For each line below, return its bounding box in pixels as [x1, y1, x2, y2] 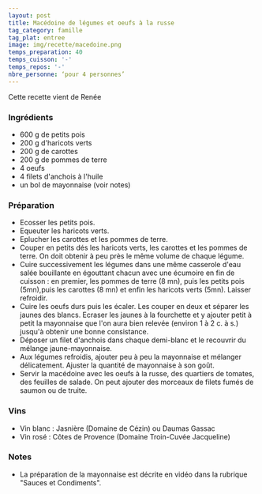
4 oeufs [19, 163, 45, 172]
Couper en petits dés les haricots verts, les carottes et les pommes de [19, 243, 248, 253]
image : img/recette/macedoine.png [8, 41, 122, 49]
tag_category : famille [8, 26, 83, 34]
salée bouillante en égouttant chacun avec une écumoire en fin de [19, 268, 235, 277]
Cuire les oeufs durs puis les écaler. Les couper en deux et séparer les [19, 302, 249, 311]
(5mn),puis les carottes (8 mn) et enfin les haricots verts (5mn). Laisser [19, 285, 251, 295]
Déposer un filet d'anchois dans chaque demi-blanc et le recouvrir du [19, 335, 246, 345]
